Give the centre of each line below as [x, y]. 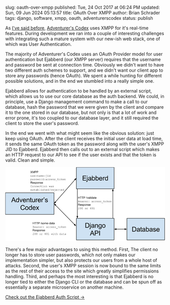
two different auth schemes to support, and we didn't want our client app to [84, 70]
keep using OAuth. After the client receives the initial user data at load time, [84, 139]
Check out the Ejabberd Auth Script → [45, 297]
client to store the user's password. [42, 123]
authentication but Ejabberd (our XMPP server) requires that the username [83, 59]
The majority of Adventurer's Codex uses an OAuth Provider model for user [84, 54]
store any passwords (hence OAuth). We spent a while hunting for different [84, 75]
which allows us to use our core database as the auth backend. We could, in [85, 96]
